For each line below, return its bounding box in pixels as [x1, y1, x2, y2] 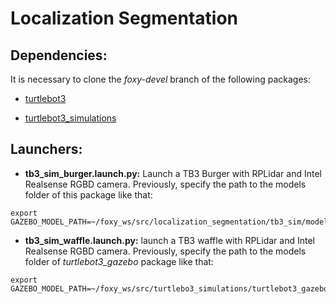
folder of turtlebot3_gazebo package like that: [24, 255, 214, 267]
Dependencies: [10, 47, 108, 64]
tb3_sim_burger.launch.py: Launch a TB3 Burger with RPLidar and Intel [24, 167, 322, 179]
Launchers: [10, 141, 83, 158]
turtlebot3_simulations [24, 112, 117, 124]
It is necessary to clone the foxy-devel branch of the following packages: [10, 73, 311, 85]
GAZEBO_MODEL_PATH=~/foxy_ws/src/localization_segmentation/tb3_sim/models [10, 217, 333, 227]
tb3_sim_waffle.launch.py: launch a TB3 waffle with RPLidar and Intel [24, 234, 315, 246]
